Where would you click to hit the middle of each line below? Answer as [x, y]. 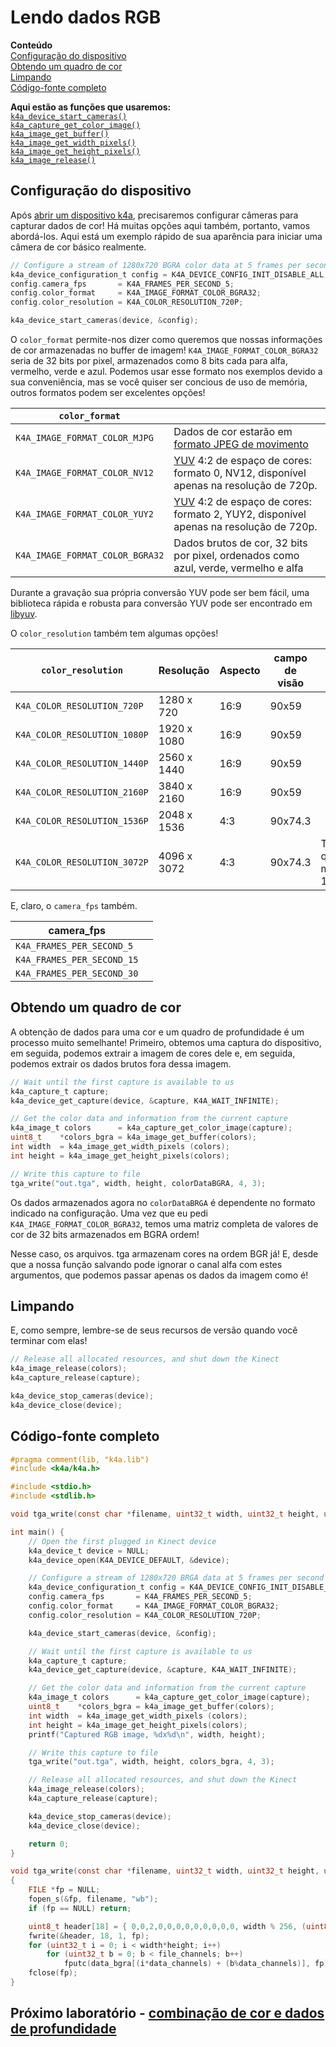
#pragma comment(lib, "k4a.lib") [80, 1459]
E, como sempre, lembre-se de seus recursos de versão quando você [154, 1330]
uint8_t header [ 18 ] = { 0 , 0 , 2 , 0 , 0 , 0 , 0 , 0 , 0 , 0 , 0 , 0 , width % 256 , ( [167, 1926]
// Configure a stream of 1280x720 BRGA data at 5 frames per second [176, 1578]
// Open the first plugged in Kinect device [122, 1541]
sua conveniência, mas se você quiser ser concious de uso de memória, [159, 382]
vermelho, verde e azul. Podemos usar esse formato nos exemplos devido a [166, 371]
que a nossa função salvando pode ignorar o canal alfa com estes [146, 1264]
